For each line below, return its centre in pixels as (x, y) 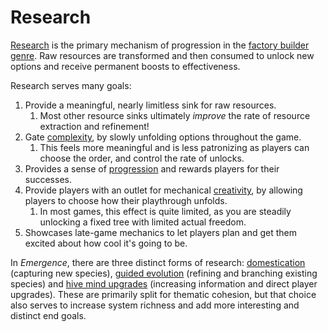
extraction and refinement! (94, 126)
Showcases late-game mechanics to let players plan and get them (160, 232)
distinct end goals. (48, 315)
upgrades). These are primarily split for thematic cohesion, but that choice (163, 294)
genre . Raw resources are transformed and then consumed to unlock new (162, 55)
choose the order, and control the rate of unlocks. (142, 158)
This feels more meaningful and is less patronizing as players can (174, 147)
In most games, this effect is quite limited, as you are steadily (165, 211)
